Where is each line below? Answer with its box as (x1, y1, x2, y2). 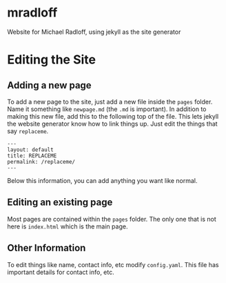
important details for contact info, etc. (7, 268, 115, 276)
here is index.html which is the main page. (7, 222, 128, 231)
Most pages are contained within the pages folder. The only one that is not (7, 215, 217, 223)
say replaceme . (7, 126, 49, 135)
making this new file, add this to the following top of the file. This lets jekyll (7, 112, 219, 120)
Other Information (7, 242, 86, 254)
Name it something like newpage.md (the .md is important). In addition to (7, 105, 207, 113)
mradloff (7, 5, 58, 21)
